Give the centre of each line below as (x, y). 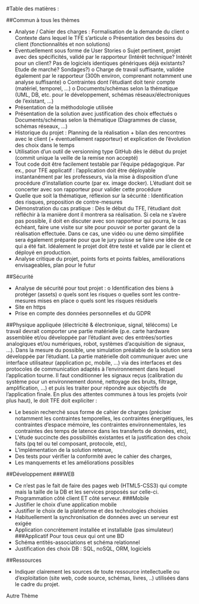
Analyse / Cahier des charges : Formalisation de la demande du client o (102, 31)
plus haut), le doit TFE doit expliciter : (52, 401)
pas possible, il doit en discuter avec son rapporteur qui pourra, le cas (100, 221)
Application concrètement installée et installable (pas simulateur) (94, 530)
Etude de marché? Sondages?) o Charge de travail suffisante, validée (99, 69)
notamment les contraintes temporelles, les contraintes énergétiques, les (104, 418)
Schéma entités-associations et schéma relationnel (77, 542)
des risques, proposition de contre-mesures (69, 202)
